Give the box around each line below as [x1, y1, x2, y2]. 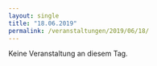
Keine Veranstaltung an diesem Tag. [8, 49, 128, 59]
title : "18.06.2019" [8, 19, 78, 27]
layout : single [8, 11, 60, 20]
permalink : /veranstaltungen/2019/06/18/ [8, 27, 150, 35]
